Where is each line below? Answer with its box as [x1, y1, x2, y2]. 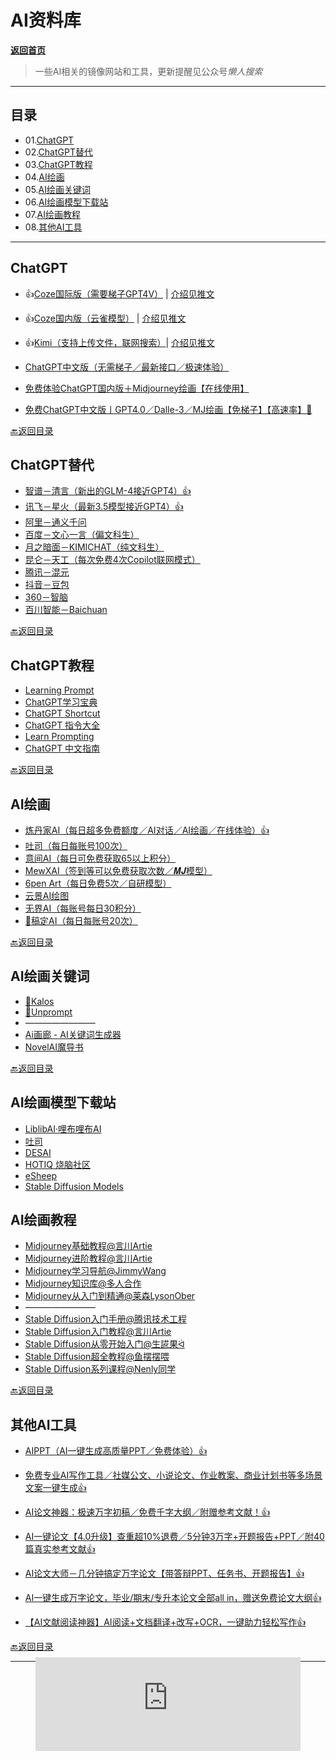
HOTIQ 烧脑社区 [24, 1158, 91, 1170]
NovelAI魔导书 [24, 1041, 85, 1053]
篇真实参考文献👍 [24, 1543, 96, 1555]
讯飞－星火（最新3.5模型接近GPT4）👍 [24, 501, 184, 513]
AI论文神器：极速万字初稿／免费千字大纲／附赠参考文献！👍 [24, 1506, 271, 1518]
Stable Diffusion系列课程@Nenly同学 [24, 1363, 177, 1375]
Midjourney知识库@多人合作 [24, 1277, 142, 1290]
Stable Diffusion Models [24, 1180, 124, 1192]
